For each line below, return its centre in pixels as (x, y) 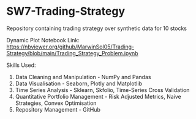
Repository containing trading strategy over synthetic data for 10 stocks (96, 28)
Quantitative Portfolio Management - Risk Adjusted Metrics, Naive (98, 96)
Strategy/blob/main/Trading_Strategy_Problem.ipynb (73, 53)
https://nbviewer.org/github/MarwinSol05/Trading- (70, 47)
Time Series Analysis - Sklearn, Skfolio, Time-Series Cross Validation (102, 90)
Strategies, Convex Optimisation (56, 103)
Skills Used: (21, 65)
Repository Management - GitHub (58, 109)
